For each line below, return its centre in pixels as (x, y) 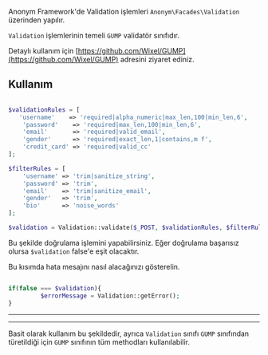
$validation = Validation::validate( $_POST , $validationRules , (116, 228)
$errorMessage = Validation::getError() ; (110, 296)
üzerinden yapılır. (37, 20)
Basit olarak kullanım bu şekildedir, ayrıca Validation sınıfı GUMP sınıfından (129, 333)
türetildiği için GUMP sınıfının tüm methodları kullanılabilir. (99, 341)
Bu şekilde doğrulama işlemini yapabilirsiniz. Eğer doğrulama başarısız (124, 243)
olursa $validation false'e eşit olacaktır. (74, 251)
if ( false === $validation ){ (55, 288)
